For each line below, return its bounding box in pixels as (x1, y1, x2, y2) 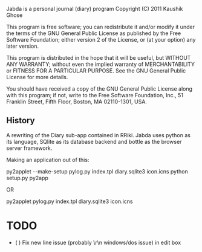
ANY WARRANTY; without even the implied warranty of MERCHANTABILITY (6, 60, 195, 68)
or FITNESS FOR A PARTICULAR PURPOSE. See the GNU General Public (6, 67, 186, 74)
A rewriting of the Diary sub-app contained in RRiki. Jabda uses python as (6, 131, 191, 138)
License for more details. (6, 74, 68, 80)
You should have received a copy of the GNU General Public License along (6, 85, 192, 92)
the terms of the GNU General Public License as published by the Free (6, 30, 181, 37)
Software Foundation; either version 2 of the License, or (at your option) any (6, 36, 196, 43)
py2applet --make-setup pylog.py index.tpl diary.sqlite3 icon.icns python (6, 167, 189, 175)
